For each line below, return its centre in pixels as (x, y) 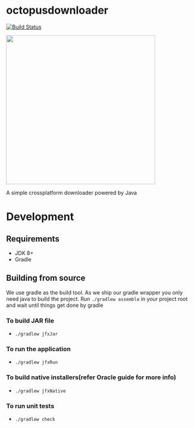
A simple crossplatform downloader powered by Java (72, 193)
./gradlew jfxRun (36, 362)
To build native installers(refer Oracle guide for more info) (91, 377)
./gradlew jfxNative (40, 391)
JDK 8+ (24, 253)
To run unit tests (30, 406)
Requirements (33, 239)
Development (40, 217)
